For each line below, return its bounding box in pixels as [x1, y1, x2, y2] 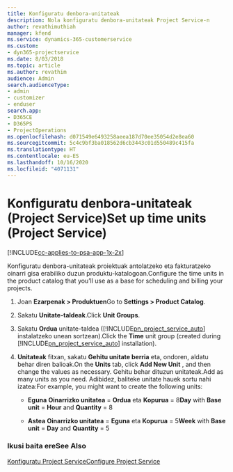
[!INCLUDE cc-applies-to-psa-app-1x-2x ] [7, 248, 124, 256]
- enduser [7, 101, 36, 108]
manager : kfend [7, 29, 51, 37]
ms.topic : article [7, 62, 61, 69]
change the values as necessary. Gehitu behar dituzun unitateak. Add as [17, 367, 224, 376]
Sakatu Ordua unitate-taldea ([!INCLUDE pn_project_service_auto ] [17, 324, 206, 333]
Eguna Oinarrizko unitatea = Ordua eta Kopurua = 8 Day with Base [27, 395, 222, 404]
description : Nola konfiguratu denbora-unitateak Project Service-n [7, 17, 210, 24]
